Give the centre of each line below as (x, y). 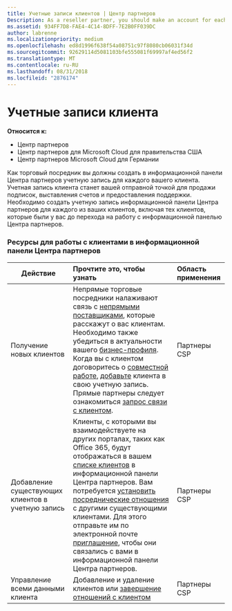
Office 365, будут (102, 447)
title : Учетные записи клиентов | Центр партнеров (81, 13)
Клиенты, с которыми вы (115, 421)
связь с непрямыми (106, 307)
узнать (85, 277)
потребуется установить (114, 491)
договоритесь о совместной (121, 367)
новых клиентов (38, 354)
